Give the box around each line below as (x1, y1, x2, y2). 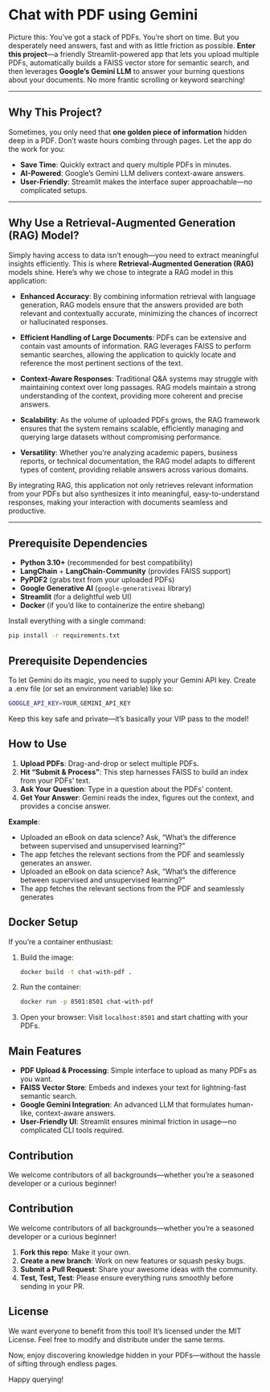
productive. (8, 506, 47, 515)
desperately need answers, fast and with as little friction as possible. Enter (8, 40, 256, 50)
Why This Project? (8, 106, 103, 120)
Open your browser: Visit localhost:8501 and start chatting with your (19, 1013, 248, 1022)
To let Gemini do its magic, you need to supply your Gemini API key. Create (8, 675, 256, 685)
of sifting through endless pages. (8, 1358, 118, 1368)
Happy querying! (8, 1374, 64, 1384)
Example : (8, 817, 40, 826)
